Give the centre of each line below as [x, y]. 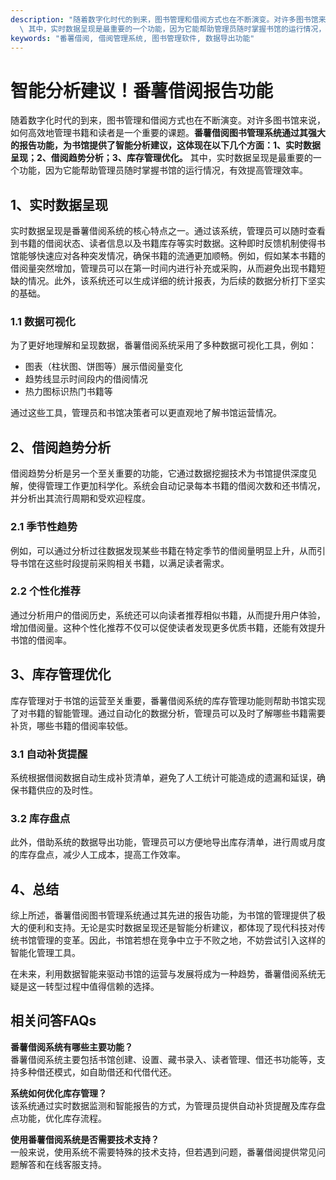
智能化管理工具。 [45, 953]
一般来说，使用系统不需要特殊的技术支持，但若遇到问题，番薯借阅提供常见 [163, 1152]
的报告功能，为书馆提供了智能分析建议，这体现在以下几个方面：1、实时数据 [166, 145]
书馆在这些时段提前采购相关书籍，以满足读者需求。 [124, 563]
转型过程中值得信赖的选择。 [102, 987]
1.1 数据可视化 [43, 322]
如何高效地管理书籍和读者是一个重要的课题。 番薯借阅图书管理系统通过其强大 [168, 133]
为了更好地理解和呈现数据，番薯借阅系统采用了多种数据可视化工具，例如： [163, 345]
